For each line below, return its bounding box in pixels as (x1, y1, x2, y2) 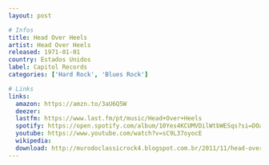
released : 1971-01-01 (8, 49, 81, 57)
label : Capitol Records (8, 63, 88, 72)
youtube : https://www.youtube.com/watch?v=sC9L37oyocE (15, 129, 203, 138)
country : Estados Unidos (8, 56, 91, 64)
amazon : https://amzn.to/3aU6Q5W (15, 100, 127, 108)
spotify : (15, 122, 45, 130)
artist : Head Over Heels (8, 41, 91, 49)
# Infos (8, 26, 34, 34)
